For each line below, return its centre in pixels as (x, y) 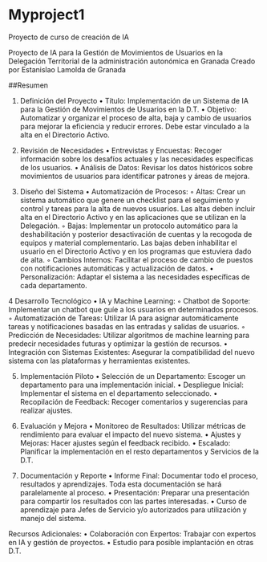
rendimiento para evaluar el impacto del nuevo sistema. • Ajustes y (131, 434)
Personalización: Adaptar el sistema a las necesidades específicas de (135, 277)
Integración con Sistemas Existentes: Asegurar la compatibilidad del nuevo (131, 352)
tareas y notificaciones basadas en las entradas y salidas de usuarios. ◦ (127, 326)
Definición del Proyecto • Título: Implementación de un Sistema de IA (134, 100)
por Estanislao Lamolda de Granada (67, 69)
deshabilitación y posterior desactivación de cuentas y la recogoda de (136, 234)
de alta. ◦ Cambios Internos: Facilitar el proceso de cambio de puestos (136, 259)
